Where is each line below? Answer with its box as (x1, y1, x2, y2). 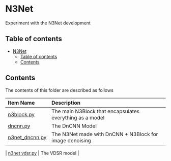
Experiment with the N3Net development (5, 20, 91, 26)
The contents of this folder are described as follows (5, 87, 113, 93)
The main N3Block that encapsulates (51, 108, 140, 115)
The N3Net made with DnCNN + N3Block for (51, 131, 158, 138)
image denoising (51, 137, 92, 144)
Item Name (8, 99, 35, 106)
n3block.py (8, 111, 35, 118)
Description (51, 99, 80, 106)
